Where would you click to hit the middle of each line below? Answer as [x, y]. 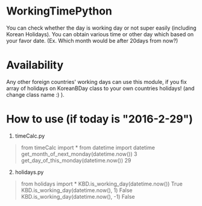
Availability [35, 65]
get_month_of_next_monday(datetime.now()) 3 [79, 154]
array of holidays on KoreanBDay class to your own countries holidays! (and [100, 88]
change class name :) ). [35, 94]
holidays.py [29, 172]
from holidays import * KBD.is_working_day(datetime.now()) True [102, 184]
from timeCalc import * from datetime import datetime [88, 147]
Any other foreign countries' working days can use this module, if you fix [96, 82]
